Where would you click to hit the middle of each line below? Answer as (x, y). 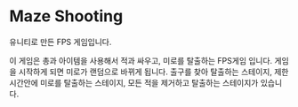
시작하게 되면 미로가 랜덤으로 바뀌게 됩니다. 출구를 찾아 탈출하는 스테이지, (145, 72)
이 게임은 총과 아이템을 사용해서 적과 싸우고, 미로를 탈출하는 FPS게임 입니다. (141, 60)
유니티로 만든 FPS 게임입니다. (60, 42)
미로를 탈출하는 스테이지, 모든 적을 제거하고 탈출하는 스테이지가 (149, 82)
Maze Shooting (66, 16)
